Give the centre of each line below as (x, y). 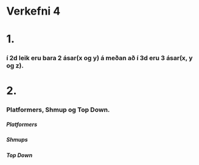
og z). (15, 66)
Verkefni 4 (33, 11)
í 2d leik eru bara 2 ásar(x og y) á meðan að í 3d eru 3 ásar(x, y (100, 58)
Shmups (17, 140)
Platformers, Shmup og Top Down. (58, 110)
